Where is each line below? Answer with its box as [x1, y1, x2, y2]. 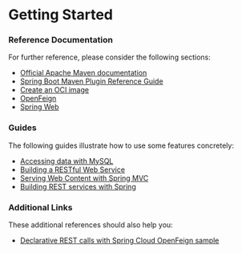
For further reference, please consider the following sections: [8, 52, 211, 62]
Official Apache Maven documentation [19, 68, 147, 78]
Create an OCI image [19, 85, 90, 95]
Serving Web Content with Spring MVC [19, 173, 149, 182]
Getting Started [8, 6, 114, 24]
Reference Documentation [8, 35, 114, 46]
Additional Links [8, 202, 73, 213]
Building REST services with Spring [19, 182, 136, 191]
